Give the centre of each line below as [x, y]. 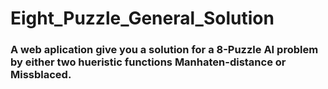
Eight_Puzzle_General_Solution [142, 18]
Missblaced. [41, 75]
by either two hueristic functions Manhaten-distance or [148, 62]
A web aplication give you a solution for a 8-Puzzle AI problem [164, 50]
